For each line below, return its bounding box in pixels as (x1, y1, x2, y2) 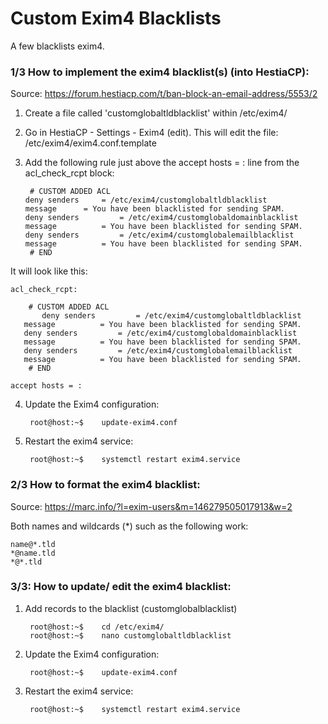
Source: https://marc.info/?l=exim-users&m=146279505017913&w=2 (10, 500, 293, 512)
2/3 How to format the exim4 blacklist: (10, 478, 201, 492)
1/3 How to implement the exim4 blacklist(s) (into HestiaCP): (10, 65, 310, 79)
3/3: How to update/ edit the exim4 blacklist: (10, 580, 232, 594)
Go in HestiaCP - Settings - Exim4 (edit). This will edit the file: (24, 127, 279, 139)
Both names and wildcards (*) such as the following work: (10, 520, 249, 532)
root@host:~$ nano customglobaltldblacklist (29, 630, 232, 641)
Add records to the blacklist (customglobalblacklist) (24, 602, 238, 614)
